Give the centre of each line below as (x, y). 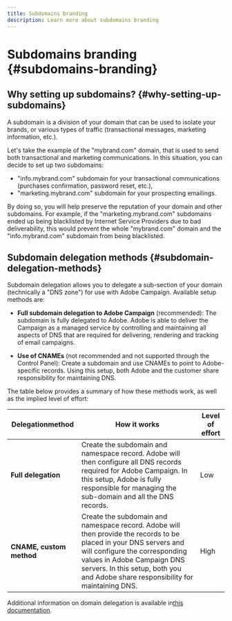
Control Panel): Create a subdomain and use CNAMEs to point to (109, 363)
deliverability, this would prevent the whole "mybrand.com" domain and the (114, 228)
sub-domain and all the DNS (127, 497)
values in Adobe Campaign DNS (133, 560)
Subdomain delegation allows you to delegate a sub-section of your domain (115, 285)
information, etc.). (32, 136)
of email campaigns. (46, 343)
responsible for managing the (129, 488)
